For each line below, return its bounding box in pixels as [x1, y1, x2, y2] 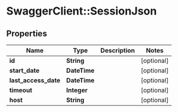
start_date [9, 67, 40, 74]
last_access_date [9, 76, 61, 84]
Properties [6, 28, 47, 39]
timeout [9, 86, 32, 94]
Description [100, 47, 135, 54]
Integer [66, 86, 88, 94]
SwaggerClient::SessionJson [6, 4, 157, 18]
